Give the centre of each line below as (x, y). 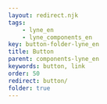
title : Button (31, 52)
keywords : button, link (47, 66)
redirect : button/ (38, 81)
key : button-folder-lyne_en (54, 45)
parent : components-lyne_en (54, 59)
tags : (17, 23)
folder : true (29, 88)
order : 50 (24, 74)
